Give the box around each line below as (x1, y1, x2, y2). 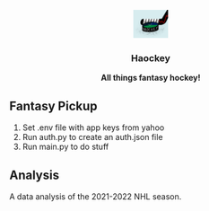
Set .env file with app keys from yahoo (22, 122, 165, 133)
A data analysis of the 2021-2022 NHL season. (9, 190, 182, 202)
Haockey (131, 51, 170, 64)
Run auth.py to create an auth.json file (22, 132, 163, 143)
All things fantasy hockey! (100, 73, 201, 84)
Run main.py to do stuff (22, 141, 109, 153)
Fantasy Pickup (9, 98, 98, 113)
